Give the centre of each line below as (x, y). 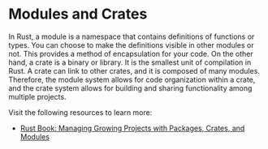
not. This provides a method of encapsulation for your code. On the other (131, 53)
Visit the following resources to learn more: (80, 112)
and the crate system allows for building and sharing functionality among (130, 88)
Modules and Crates (78, 14)
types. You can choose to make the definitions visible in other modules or (131, 45)
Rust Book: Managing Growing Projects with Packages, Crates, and (132, 128)
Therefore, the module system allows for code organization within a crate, (132, 79)
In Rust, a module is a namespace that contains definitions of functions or (132, 36)
